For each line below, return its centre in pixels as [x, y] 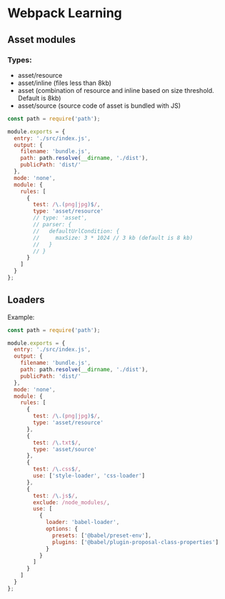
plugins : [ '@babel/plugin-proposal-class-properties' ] [136, 542]
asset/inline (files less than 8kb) [65, 83]
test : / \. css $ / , [57, 469]
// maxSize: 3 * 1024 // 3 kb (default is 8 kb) [113, 238]
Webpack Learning [65, 13]
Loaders [26, 300]
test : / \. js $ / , [56, 495]
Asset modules [42, 40]
